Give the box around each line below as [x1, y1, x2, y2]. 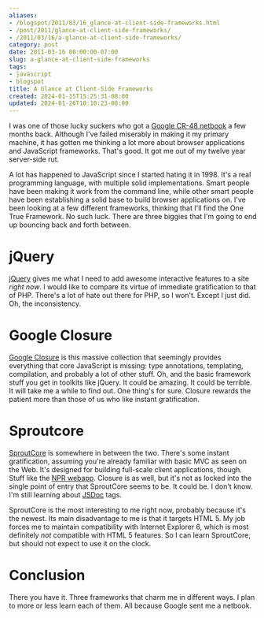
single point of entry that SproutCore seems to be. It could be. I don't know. [9, 482, 253, 491]
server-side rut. [9, 154, 60, 164]
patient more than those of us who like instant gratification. [9, 395, 200, 404]
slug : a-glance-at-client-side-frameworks [9, 56, 150, 64]
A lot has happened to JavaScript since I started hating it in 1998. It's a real [9, 170, 251, 180]
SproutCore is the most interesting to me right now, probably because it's [9, 505, 247, 515]
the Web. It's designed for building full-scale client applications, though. [9, 464, 243, 474]
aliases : [9, 11, 38, 20]
